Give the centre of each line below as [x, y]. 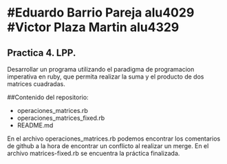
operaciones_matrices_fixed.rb [61, 118]
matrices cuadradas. [36, 84]
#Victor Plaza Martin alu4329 [93, 27]
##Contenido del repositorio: [48, 97]
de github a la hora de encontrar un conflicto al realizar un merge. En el [108, 146]
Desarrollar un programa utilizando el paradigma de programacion [101, 69]
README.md [35, 125]
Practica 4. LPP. [42, 53]
